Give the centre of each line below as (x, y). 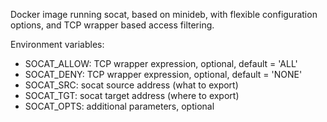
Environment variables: (57, 44)
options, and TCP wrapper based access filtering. (112, 25)
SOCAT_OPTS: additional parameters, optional (119, 106)
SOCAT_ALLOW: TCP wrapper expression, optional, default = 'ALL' (161, 63)
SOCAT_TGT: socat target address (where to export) (132, 95)
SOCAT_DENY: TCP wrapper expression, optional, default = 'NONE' (163, 74)
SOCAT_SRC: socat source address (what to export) (131, 85)
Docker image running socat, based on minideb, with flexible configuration (164, 14)
